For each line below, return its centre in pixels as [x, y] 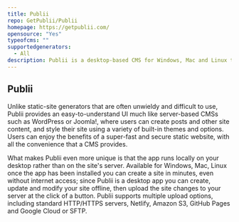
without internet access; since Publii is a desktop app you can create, [109, 180]
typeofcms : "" [28, 41]
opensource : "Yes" [34, 34]
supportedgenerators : [39, 47]
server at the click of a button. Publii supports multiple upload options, [110, 196]
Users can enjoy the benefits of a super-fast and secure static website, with [118, 137]
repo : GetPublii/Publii [43, 21]
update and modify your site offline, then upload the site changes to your [114, 188]
